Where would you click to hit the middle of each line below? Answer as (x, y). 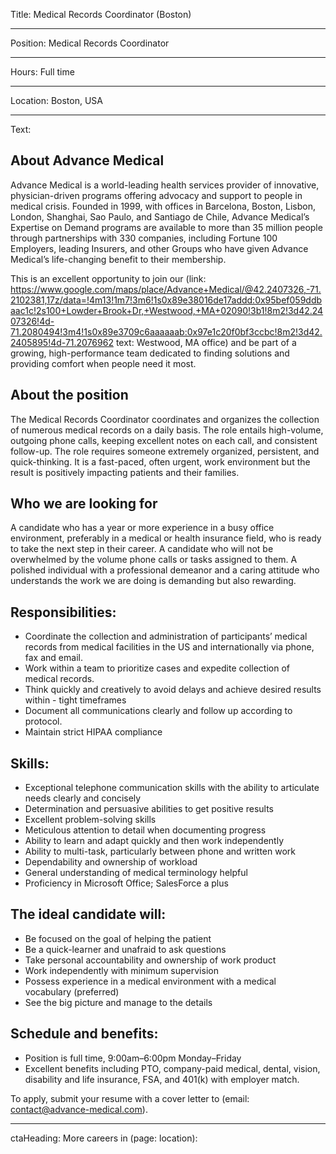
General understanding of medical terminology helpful (136, 873)
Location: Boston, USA (56, 100)
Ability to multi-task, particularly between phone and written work (160, 851)
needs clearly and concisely (83, 798)
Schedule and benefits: (84, 1034)
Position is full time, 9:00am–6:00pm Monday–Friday (133, 1058)
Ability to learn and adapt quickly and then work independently (154, 841)
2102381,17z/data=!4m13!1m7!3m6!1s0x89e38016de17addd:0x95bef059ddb (166, 300)
